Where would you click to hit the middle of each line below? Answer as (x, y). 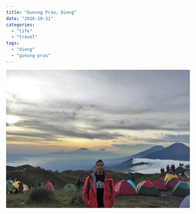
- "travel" (24, 37)
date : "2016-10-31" (30, 18)
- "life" (22, 31)
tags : (13, 43)
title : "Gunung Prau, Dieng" (41, 12)
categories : (20, 25)
